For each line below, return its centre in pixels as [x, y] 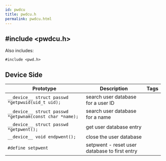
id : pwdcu [15, 10]
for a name [98, 117]
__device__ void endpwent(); [42, 137]
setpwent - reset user [111, 145]
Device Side [24, 75]
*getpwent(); [23, 129]
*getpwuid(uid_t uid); [34, 102]
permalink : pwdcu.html [28, 19]
